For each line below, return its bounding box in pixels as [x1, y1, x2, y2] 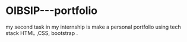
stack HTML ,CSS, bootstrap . [5, 29, 78, 36]
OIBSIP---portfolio [5, 4, 98, 17]
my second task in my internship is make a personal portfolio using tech [5, 23, 182, 30]
